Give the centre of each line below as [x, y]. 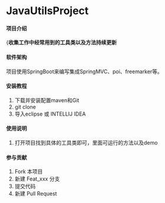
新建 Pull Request [36, 194]
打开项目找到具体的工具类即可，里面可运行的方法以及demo [86, 143]
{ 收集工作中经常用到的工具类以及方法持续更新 [61, 42]
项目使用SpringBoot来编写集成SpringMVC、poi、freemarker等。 [85, 71]
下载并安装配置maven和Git [47, 100]
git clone [25, 107]
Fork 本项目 [29, 172]
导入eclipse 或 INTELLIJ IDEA [50, 114]
